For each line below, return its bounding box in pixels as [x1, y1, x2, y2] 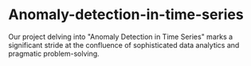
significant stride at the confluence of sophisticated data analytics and [8, 40, 240, 49]
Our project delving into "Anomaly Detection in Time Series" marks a [8, 32, 233, 41]
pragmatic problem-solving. [8, 49, 100, 58]
